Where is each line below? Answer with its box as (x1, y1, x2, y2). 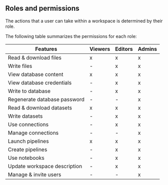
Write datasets (8, 113, 43, 120)
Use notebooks (8, 154, 45, 161)
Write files (8, 62, 32, 69)
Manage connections (8, 129, 59, 136)
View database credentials (8, 79, 72, 86)
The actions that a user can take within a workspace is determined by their (5, 17, 163, 24)
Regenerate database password (8, 96, 85, 103)
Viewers (89, 45, 110, 52)
